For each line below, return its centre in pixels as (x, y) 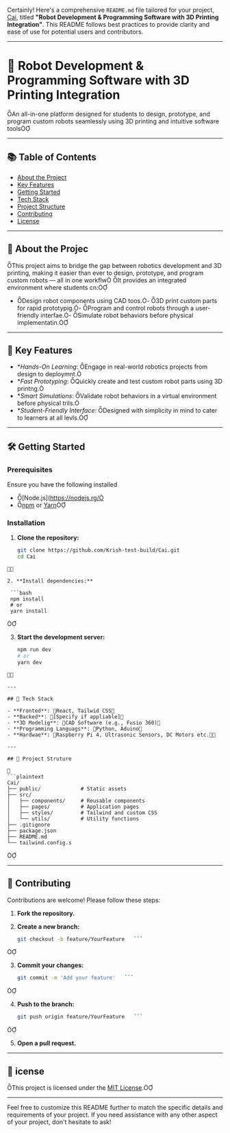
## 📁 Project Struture (39, 759)
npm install (27, 599)
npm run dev (34, 650)
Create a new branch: (48, 926)
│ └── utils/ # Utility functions (73, 818)
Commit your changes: (50, 965)
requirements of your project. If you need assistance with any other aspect (112, 1114)
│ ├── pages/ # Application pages (73, 807)
